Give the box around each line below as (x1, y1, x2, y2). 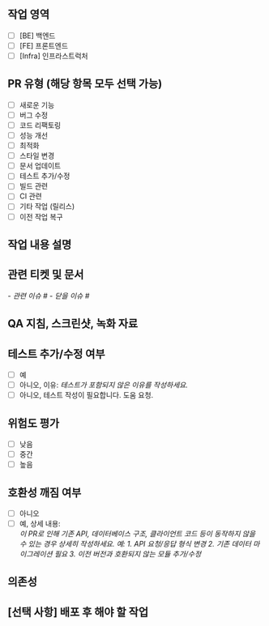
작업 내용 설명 (7, 237, 72, 251)
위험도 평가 (7, 416, 60, 430)
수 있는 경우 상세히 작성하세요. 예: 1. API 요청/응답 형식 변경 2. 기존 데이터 (19, 539, 252, 549)
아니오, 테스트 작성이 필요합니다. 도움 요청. (19, 390, 154, 400)
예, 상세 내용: (19, 519, 62, 529)
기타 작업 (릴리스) (19, 202, 75, 211)
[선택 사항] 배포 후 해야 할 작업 (7, 605, 149, 619)
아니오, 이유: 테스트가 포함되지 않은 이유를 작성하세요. (19, 380, 188, 390)
